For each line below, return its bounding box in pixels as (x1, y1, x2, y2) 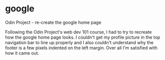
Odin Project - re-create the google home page (5, 19, 102, 25)
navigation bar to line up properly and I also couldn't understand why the (5, 39, 154, 45)
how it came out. (5, 50, 40, 56)
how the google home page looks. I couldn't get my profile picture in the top (5, 34, 161, 40)
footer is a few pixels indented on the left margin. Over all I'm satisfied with (5, 45, 158, 51)
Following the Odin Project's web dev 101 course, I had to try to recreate (5, 29, 152, 35)
